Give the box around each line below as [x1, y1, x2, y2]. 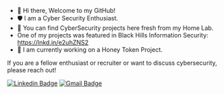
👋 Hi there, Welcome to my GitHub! [16, 7, 116, 14]
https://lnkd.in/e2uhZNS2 [16, 38, 89, 46]
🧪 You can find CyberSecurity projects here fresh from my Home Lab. [16, 24, 214, 32]
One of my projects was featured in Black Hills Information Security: [16, 31, 209, 39]
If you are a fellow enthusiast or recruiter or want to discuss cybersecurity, [7, 59, 218, 67]
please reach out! [7, 66, 57, 74]
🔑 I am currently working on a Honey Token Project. [16, 46, 163, 54]
